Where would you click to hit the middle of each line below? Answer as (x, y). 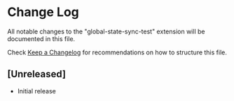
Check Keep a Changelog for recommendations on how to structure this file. (117, 52)
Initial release (36, 91)
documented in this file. (41, 38)
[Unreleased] (37, 74)
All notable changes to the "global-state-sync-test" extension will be (106, 31)
